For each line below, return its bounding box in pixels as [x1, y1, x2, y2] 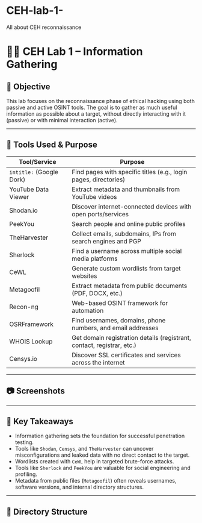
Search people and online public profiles [72, 219, 186, 228]
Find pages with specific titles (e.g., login [72, 168, 188, 176]
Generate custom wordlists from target [72, 264, 182, 272]
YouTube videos [72, 192, 117, 201]
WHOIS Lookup [9, 337, 53, 345]
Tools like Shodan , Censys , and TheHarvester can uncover [14, 445, 154, 453]
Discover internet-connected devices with [72, 202, 192, 211]
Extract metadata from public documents [72, 281, 188, 290]
